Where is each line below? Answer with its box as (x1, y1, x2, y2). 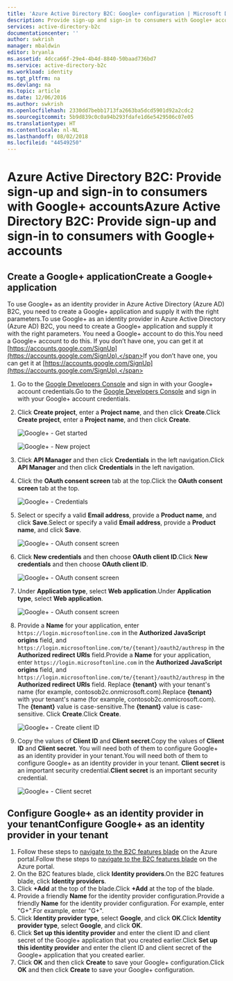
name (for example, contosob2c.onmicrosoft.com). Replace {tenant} (17, 688, 213, 696)
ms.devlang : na (7, 81, 51, 88)
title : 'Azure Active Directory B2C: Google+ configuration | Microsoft (7, 10, 222, 17)
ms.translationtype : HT (7, 119, 76, 127)
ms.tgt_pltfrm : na (7, 74, 60, 82)
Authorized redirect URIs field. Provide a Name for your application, (17, 651, 212, 659)
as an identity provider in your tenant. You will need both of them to (17, 752, 208, 760)
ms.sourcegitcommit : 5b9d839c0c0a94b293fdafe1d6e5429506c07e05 (7, 113, 194, 120)
